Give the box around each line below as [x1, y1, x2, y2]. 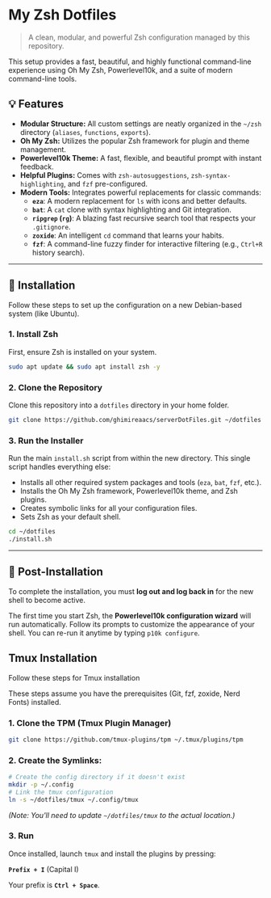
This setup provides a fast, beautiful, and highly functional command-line [8, 57, 252, 66]
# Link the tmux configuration [8, 788, 114, 796]
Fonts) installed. [8, 697, 62, 706]
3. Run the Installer [8, 435, 84, 446]
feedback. [19, 162, 54, 171]
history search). [31, 247, 85, 257]
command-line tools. [8, 74, 77, 83]
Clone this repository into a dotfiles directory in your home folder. [8, 400, 230, 410]
